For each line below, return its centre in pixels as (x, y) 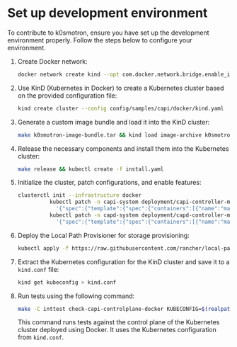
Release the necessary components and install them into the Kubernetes (123, 148)
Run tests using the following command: (76, 296)
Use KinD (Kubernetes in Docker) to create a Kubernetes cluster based (121, 88)
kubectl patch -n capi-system (94, 202)
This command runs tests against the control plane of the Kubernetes (118, 322)
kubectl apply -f (43, 248)
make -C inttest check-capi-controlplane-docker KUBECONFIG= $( (113, 309)
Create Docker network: (53, 61)
